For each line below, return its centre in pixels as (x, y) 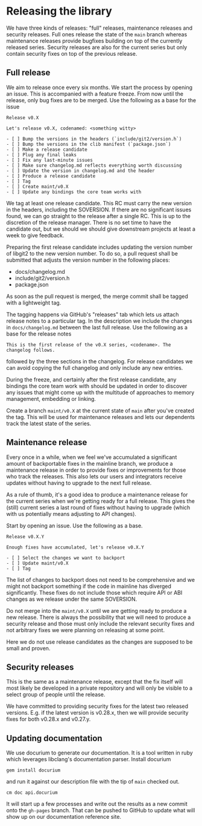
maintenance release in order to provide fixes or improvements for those (96, 470)
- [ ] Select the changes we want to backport (66, 558)
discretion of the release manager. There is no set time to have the (89, 222)
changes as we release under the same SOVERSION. (72, 599)
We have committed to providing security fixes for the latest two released (97, 706)
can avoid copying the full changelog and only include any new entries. (95, 368)
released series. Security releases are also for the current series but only (97, 47)
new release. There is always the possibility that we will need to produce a (99, 617)
